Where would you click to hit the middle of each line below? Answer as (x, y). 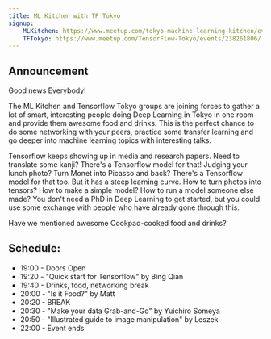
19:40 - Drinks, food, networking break (84, 285)
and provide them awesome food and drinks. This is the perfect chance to (131, 123)
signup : (21, 23)
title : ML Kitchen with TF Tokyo (65, 16)
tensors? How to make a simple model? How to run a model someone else (131, 190)
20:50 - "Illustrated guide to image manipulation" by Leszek (119, 319)
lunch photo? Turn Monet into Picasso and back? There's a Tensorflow (126, 174)
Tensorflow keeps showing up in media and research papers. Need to (124, 156)
